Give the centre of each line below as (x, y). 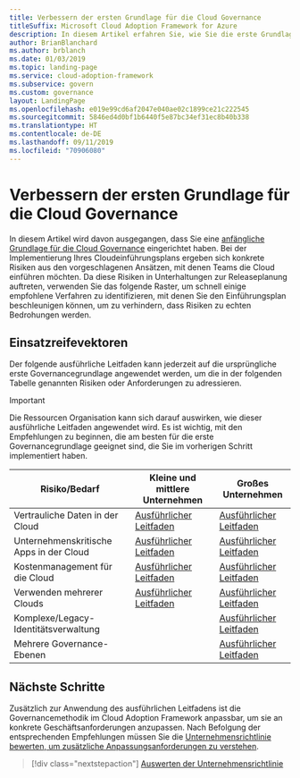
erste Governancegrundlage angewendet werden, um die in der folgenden (146, 374)
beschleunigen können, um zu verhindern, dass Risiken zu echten (130, 305)
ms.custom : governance (51, 92)
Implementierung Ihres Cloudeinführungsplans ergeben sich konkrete (137, 258)
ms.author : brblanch (48, 51)
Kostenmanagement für (63, 567)
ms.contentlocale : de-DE (55, 134)
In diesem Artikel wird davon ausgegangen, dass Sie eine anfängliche (137, 239)
